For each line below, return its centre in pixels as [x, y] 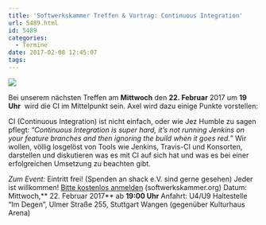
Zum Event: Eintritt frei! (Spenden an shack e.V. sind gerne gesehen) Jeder [131, 179]
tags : [17, 60]
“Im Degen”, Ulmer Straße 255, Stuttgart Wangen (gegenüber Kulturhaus [127, 204]
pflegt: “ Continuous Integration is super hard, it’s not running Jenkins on [126, 130]
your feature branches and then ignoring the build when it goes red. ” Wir [127, 138]
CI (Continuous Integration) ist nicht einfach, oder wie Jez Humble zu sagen [132, 121]
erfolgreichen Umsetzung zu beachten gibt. [79, 163]
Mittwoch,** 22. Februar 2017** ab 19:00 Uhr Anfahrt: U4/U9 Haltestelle [128, 196]
